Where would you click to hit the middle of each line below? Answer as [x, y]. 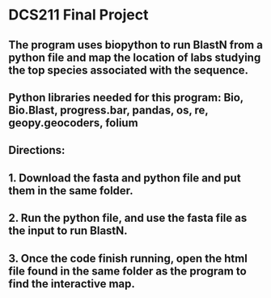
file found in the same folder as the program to [127, 271]
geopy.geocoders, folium [74, 123]
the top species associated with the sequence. [129, 70]
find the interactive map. [72, 284]
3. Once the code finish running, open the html [128, 258]
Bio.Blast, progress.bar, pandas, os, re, [108, 110]
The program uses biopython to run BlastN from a [135, 45]
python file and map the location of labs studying [135, 57]
